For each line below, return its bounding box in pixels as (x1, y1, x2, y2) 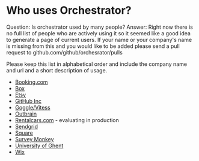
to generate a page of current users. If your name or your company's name (6, 36, 192, 43)
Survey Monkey (14, 135, 54, 142)
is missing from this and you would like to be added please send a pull (6, 42, 180, 50)
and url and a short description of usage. (6, 66, 108, 74)
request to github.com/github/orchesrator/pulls (6, 48, 123, 56)
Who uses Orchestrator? (6, 4, 132, 17)
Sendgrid (14, 123, 38, 130)
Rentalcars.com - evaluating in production (14, 116, 119, 123)
